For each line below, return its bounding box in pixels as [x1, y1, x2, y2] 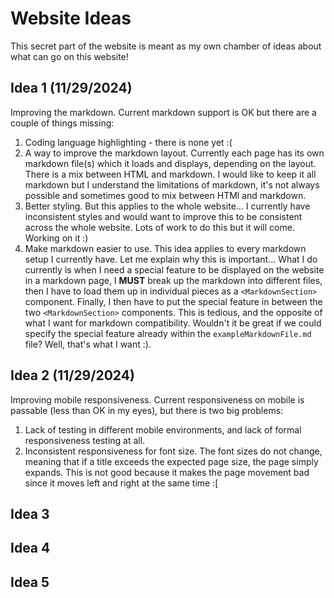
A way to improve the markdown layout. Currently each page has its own [24, 147, 325, 159]
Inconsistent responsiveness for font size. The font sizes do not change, [24, 445, 323, 457]
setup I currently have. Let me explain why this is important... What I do [24, 253, 318, 265]
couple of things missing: [10, 117, 115, 129]
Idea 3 [10, 505, 50, 522]
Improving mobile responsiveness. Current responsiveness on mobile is [10, 393, 305, 406]
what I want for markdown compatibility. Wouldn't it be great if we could [24, 317, 322, 329]
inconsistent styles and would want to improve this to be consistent [24, 210, 303, 222]
